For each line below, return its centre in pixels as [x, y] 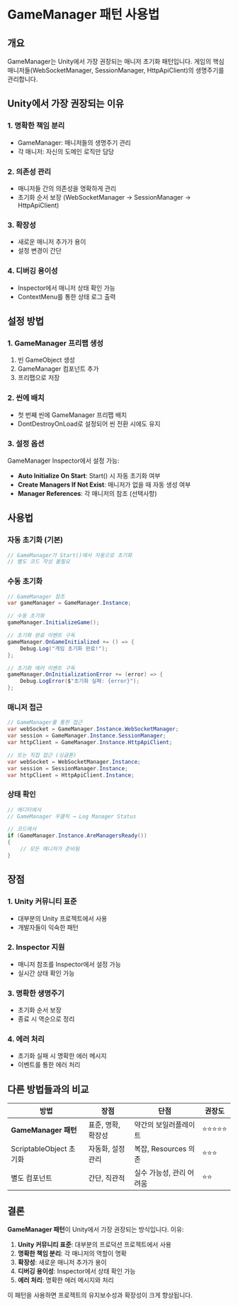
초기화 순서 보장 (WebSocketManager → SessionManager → [104, 197]
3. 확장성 [22, 225]
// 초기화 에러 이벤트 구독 [41, 668]
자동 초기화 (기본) [35, 540]
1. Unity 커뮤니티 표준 [42, 902]
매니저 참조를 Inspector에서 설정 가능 [69, 964]
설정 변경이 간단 [39, 251]
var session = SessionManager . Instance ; [68, 768]
